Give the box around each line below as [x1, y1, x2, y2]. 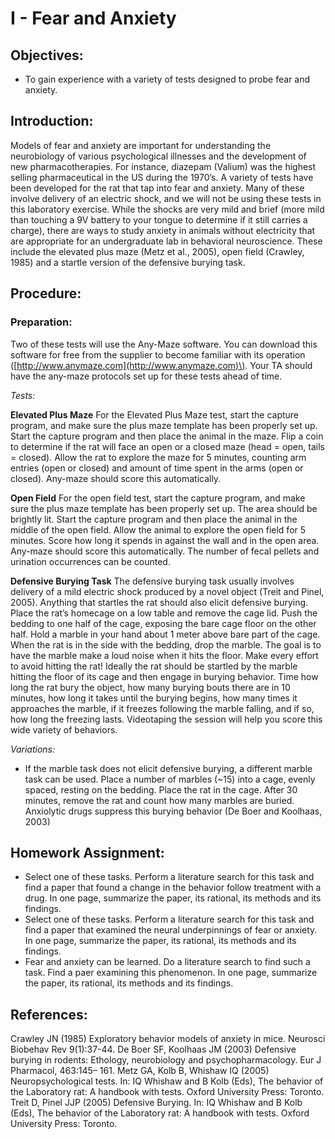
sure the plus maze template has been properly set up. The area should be [10, 502, 318, 514]
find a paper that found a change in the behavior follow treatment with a [24, 882, 322, 894]
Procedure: [10, 285, 82, 302]
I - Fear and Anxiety [10, 7, 177, 30]
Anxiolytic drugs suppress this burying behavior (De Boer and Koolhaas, [24, 805, 323, 817]
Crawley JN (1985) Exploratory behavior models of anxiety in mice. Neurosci [10, 1033, 326, 1045]
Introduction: [10, 113, 94, 130]
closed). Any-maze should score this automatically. [10, 472, 222, 484]
